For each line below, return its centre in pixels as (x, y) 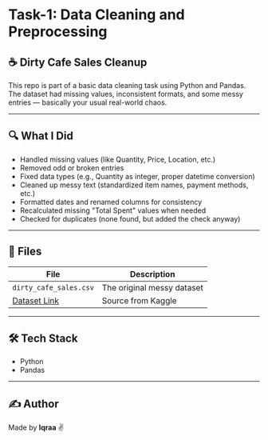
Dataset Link (36, 300)
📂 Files (25, 252)
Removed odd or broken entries (72, 168)
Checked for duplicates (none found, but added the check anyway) (130, 218)
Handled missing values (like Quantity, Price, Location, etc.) (118, 159)
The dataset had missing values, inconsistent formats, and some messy (126, 94)
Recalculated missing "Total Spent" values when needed (112, 210)
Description (152, 274)
